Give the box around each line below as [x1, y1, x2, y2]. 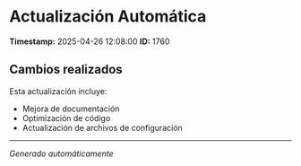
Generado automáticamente [9, 148, 114, 159]
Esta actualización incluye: [9, 85, 107, 96]
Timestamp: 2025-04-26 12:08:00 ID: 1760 [9, 36, 170, 47]
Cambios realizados [9, 62, 123, 77]
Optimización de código [21, 112, 111, 123]
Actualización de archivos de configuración [21, 122, 184, 133]
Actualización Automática [9, 6, 207, 27]
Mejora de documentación [21, 103, 120, 114]
